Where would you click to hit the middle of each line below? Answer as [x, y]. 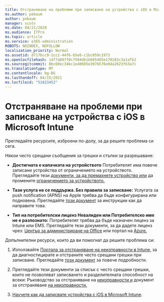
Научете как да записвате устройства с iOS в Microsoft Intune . [77, 294]
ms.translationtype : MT [29, 69]
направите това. [29, 205]
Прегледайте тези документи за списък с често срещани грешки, [81, 269]
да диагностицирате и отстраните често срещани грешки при [77, 255]
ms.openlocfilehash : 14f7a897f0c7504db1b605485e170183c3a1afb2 [71, 60]
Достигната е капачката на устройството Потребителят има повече [85, 165]
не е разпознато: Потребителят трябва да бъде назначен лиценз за [83, 220]
